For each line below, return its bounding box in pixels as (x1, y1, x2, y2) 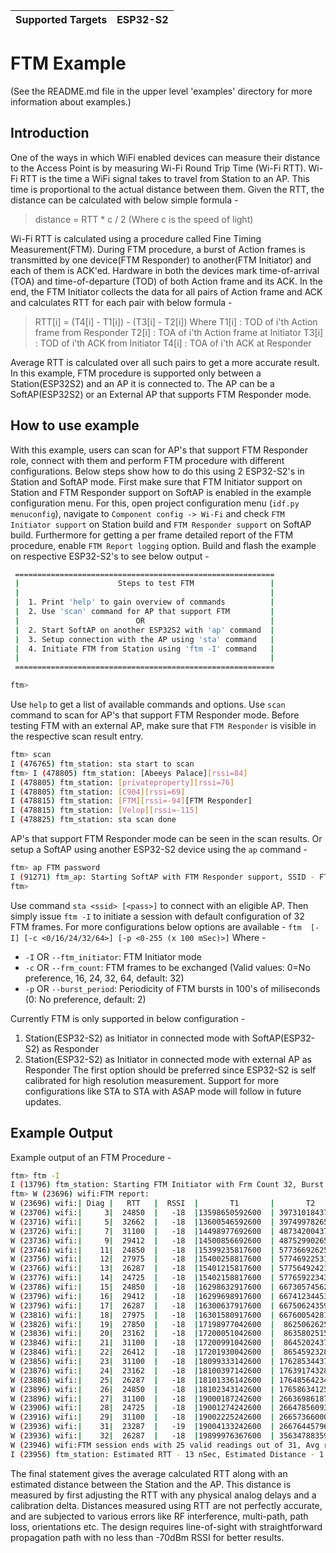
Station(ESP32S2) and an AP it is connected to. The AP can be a (10, 377, 275, 389)
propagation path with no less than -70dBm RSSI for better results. (10, 1531, 285, 1543)
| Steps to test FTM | (14, 579, 275, 589)
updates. (24, 1095, 62, 1108)
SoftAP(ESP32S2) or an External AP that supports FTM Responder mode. (10, 388, 312, 400)
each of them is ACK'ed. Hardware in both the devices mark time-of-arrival (10, 264, 320, 276)
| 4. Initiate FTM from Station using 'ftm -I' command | (14, 644, 275, 654)
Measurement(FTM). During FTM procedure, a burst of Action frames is (10, 243, 306, 255)
